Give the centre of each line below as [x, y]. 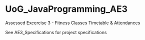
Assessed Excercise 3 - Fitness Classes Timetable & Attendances [73, 23]
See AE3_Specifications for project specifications [56, 32]
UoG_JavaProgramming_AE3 [66, 9]
